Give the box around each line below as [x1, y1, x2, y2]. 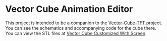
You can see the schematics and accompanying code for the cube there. [5, 25, 156, 31]
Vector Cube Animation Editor [5, 3, 133, 15]
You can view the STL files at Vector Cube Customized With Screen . [5, 30, 147, 36]
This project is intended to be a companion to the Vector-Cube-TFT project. [5, 20, 162, 26]
